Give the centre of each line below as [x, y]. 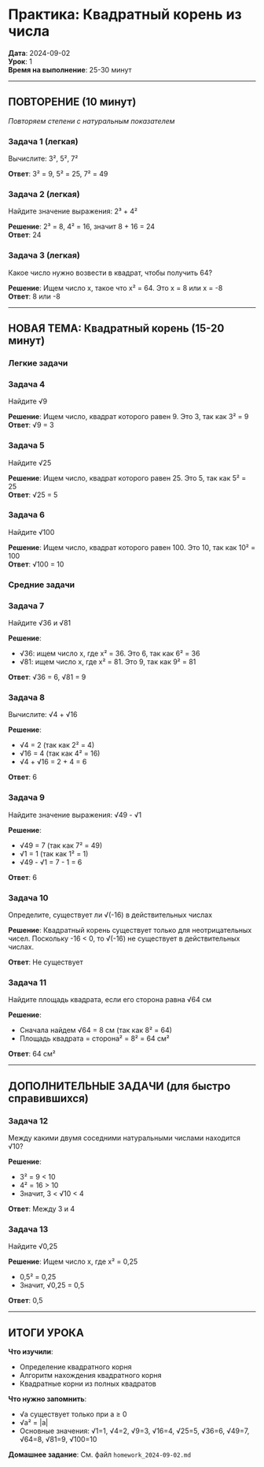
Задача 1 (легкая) [43, 141]
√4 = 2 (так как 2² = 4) [57, 745]
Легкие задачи [38, 362]
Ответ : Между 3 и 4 [42, 1209]
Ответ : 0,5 [26, 1301]
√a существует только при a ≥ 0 [73, 1414]
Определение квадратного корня [75, 1367]
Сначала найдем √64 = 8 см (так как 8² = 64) [96, 1031]
